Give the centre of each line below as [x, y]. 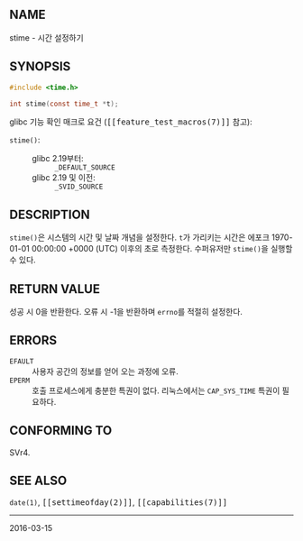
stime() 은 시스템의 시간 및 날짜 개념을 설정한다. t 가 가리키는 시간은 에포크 [140, 237]
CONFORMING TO [61, 431]
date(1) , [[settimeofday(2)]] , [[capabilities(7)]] [119, 502]
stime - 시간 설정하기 [46, 37]
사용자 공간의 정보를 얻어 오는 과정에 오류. [105, 371]
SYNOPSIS [40, 67]
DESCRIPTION [50, 214]
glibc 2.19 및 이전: [64, 178]
